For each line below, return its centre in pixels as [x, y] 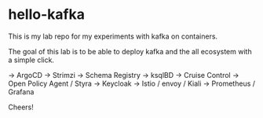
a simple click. [31, 60]
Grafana [21, 91]
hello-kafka [46, 15]
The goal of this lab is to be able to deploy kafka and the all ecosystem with [130, 51]
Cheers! [21, 107]
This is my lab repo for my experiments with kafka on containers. [113, 36]
